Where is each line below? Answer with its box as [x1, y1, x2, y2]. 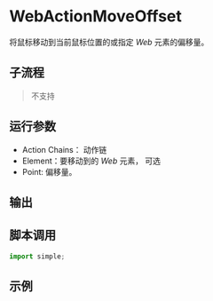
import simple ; [9, 251, 66, 261]
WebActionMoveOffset [9, 6, 182, 27]
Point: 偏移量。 [21, 166, 77, 177]
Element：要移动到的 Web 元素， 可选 [21, 155, 162, 166]
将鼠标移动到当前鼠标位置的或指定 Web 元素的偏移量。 [9, 36, 209, 47]
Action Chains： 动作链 [21, 144, 107, 154]
